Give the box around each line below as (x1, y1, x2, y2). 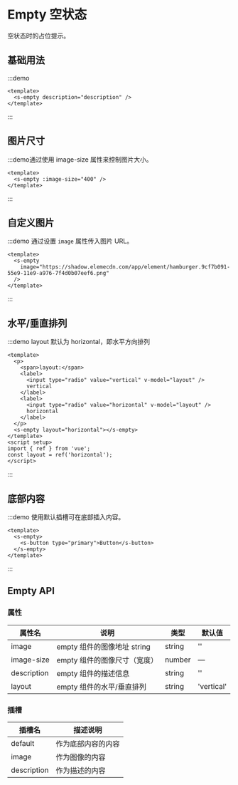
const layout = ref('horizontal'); (7, 452, 113, 459)
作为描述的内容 (55, 765, 106, 775)
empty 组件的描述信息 (56, 668, 130, 678)
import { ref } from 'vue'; (7, 445, 91, 452)
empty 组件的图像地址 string (56, 642, 151, 652)
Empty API (7, 585, 55, 597)
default (11, 738, 35, 748)
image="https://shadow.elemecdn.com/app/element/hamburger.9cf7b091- (20, 264, 231, 271)
